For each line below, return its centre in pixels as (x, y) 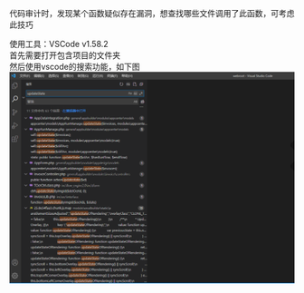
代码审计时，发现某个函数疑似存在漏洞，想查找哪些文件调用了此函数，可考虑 (152, 13)
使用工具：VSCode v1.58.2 (59, 44)
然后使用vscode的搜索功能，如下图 (75, 67)
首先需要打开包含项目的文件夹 (65, 55)
